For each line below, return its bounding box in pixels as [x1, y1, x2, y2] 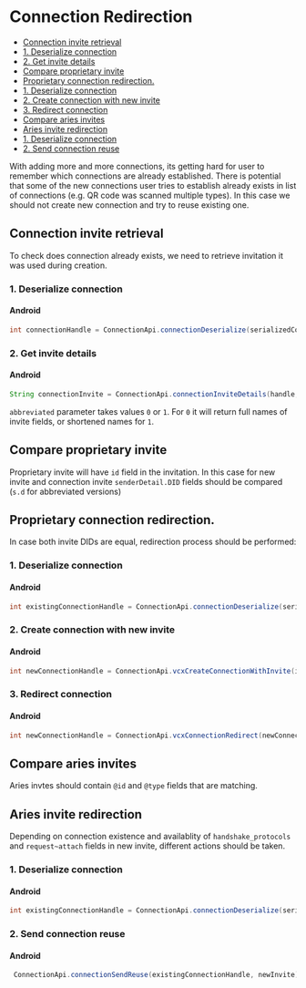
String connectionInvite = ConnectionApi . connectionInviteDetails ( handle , [9, 389, 300, 398]
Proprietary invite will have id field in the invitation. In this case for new [9, 467, 276, 478]
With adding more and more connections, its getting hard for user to [9, 160, 265, 171]
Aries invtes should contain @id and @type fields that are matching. [9, 780, 258, 791]
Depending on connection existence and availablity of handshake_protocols [9, 831, 291, 841]
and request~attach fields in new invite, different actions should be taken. [9, 840, 285, 851]
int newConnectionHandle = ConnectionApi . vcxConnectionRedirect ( [9, 731, 262, 740]
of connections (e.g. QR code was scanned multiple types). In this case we [9, 190, 291, 201]
